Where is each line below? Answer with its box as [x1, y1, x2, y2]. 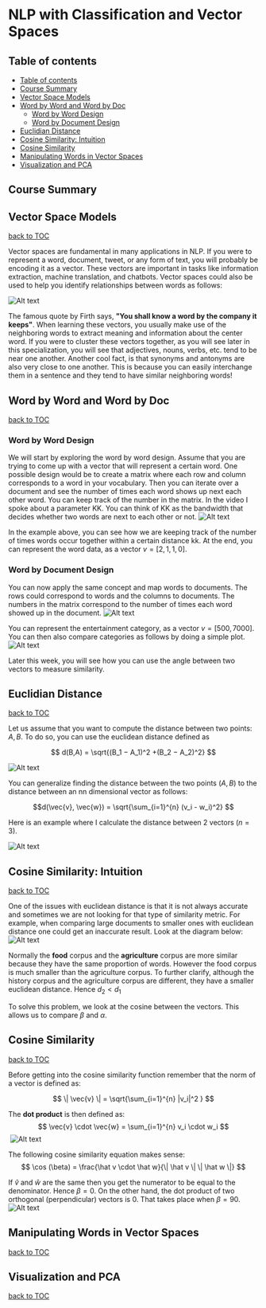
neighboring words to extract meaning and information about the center [8, 328, 243, 338]
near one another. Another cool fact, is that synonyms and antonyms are [8, 354, 245, 363]
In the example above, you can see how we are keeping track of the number [8, 527, 257, 537]
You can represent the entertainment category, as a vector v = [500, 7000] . [8, 623, 255, 632]
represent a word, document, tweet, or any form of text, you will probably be [8, 255, 259, 264]
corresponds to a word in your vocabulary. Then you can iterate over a [8, 478, 239, 488]
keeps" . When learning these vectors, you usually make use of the [8, 320, 226, 330]
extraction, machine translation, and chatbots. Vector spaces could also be [8, 272, 253, 282]
